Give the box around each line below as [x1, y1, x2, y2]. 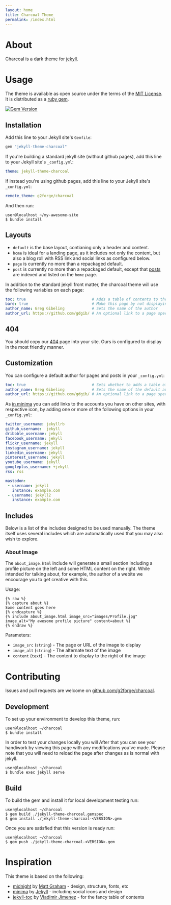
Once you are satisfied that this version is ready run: [5, 825, 115, 831]
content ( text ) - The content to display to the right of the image [12, 653, 146, 659]
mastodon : [5, 478, 26, 483]
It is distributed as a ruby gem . [5, 96, 69, 102]
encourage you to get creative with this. [5, 577, 89, 583]
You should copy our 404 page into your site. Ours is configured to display [5, 338, 162, 345]
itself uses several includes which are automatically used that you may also [5, 531, 163, 537]
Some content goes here [5, 605, 56, 610]
